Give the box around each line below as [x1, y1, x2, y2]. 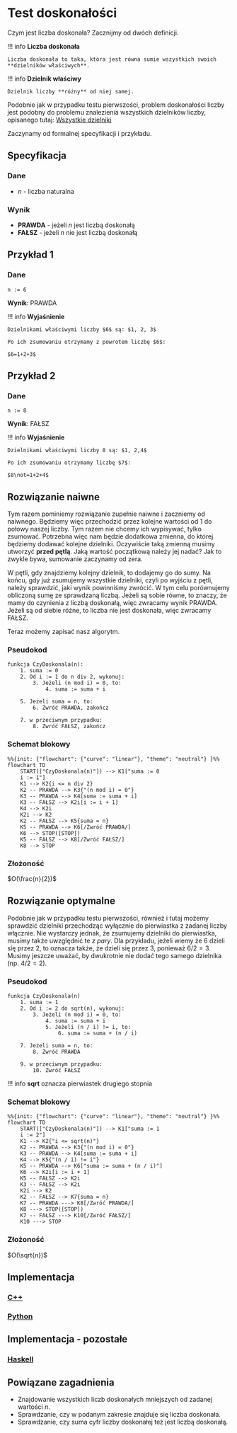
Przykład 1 [7, 249, 54, 261]
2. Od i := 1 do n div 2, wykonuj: [20, 674, 125, 681]
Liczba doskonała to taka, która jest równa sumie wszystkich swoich [7, 55, 217, 63]
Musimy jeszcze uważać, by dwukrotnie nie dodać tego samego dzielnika [7, 951, 222, 960]
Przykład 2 [7, 370, 56, 381]
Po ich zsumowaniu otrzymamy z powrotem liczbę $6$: [7, 338, 166, 345]
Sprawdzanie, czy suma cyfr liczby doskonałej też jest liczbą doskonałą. [17, 1417, 229, 1427]
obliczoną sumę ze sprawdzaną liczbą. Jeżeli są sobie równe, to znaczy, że [7, 591, 228, 599]
